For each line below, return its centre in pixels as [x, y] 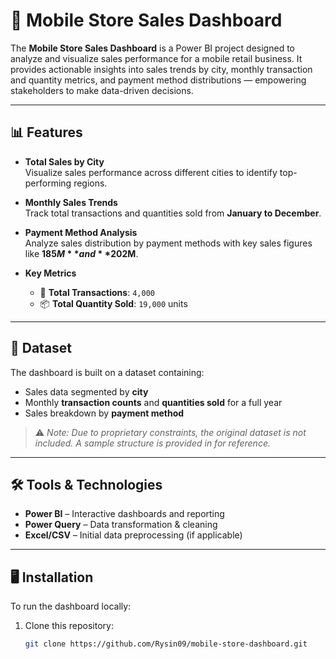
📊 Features [46, 132]
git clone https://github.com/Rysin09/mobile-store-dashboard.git [166, 644]
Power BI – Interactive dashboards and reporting [124, 514]
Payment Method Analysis [81, 232]
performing [48, 183]
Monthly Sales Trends [71, 202]
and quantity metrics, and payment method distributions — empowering [158, 80]
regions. [90, 183]
